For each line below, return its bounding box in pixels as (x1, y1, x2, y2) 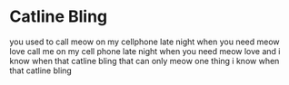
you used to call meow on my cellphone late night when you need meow (9, 36, 280, 47)
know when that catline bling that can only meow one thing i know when (9, 55, 280, 66)
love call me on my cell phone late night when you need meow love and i (9, 45, 281, 56)
